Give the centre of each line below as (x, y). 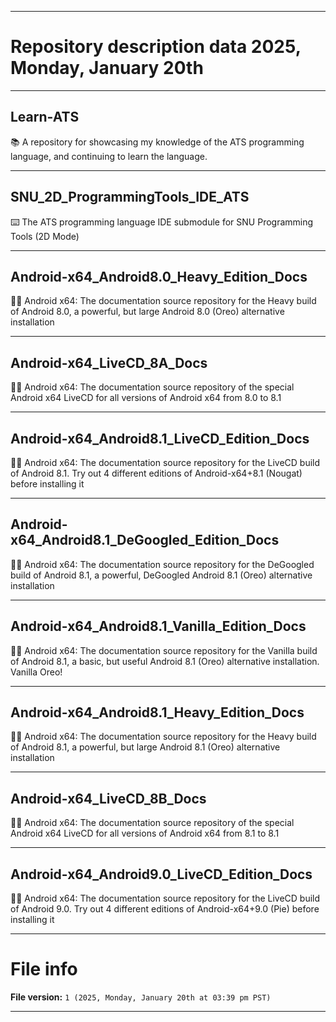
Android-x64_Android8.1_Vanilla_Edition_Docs (158, 626)
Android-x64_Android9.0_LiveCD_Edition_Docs (161, 874)
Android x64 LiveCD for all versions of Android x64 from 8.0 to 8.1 (146, 398)
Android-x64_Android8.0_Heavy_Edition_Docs (159, 276)
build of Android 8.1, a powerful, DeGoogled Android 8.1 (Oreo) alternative (161, 575)
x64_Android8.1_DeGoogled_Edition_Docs (145, 540)
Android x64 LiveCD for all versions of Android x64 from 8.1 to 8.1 (145, 833)
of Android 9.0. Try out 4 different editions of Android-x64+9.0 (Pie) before (165, 909)
